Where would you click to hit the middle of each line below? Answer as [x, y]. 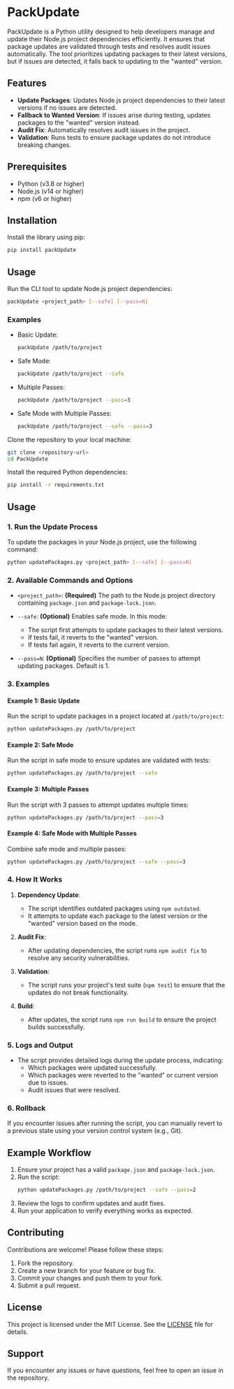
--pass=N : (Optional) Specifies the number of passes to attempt [109, 658]
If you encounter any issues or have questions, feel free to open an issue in [115, 1370]
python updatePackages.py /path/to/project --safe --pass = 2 [107, 1190]
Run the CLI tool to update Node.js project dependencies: [90, 289]
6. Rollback [27, 1108]
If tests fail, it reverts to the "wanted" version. [93, 637]
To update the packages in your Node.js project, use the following [102, 542]
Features [27, 84]
